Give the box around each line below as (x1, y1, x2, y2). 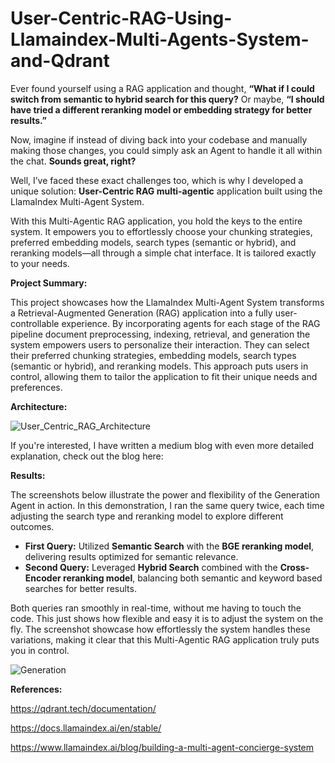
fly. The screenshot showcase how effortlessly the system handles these (10, 623, 311, 635)
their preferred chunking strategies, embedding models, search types (10, 349, 297, 361)
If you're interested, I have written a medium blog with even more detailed (10, 439, 315, 451)
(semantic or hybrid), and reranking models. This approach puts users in (10, 360, 309, 372)
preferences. (10, 381, 63, 393)
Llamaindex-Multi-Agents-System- (10, 28, 310, 51)
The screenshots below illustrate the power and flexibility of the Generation (10, 488, 321, 501)
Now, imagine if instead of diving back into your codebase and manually (10, 133, 308, 146)
